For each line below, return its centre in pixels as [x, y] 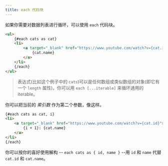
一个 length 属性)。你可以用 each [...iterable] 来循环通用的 [80, 87]
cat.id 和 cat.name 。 [27, 158]
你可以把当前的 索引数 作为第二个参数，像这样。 [54, 104]
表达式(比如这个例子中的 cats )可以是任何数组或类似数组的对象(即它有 [88, 81]
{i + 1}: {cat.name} [44, 128]
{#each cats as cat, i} [30, 114]
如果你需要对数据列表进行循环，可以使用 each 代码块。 [61, 24]
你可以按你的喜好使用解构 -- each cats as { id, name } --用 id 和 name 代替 [83, 152]
